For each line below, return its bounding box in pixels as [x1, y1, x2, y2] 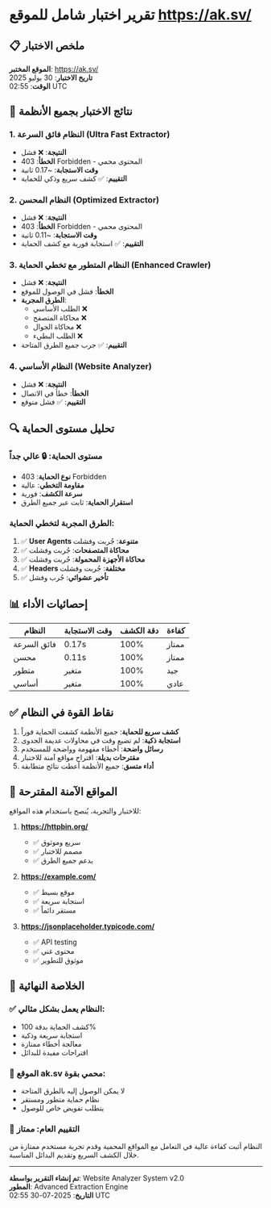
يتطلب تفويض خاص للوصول [20, 1103, 105, 1113]
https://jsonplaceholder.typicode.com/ [20, 922, 155, 931]
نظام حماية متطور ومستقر [20, 1094, 100, 1104]
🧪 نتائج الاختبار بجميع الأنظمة [9, 105, 133, 119]
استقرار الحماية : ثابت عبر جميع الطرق [20, 498, 133, 508]
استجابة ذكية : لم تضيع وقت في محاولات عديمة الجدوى [20, 736, 181, 746]
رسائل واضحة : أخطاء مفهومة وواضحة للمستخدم [20, 744, 163, 754]
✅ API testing [32, 938, 77, 947]
